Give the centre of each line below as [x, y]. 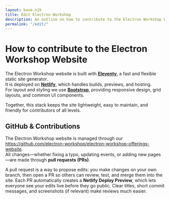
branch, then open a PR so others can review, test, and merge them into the [84, 175]
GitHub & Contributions [43, 126]
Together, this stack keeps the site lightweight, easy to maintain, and [77, 105]
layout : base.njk [24, 10]
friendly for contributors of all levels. [43, 110]
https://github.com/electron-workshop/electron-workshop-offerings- [77, 144]
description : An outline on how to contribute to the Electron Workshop [83, 19]
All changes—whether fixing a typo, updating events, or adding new [76, 154]
